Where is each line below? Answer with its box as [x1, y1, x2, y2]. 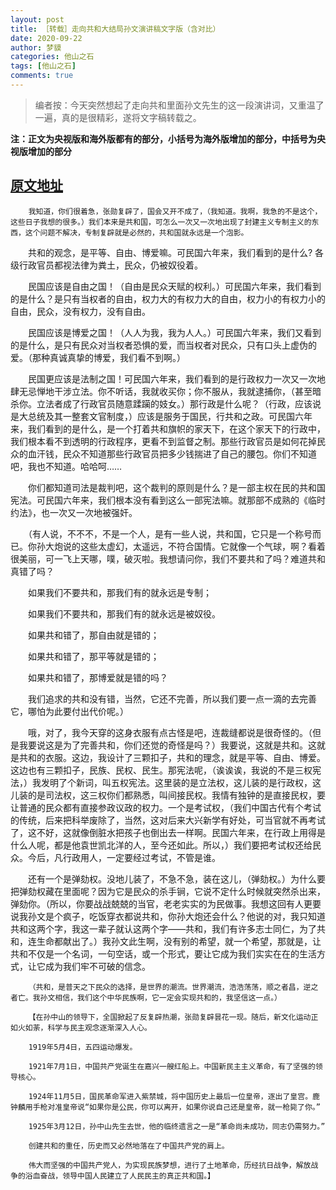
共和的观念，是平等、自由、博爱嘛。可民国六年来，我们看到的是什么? [27, 246, 313, 258]
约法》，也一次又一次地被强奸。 [10, 506, 138, 518]
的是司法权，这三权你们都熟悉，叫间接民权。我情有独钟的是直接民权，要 [27, 789, 326, 801]
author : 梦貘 [10, 42, 62, 53]
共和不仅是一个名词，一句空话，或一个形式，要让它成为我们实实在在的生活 [10, 947, 317, 960]
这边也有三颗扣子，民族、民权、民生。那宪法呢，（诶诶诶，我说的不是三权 [10, 764, 313, 776]
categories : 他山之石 [10, 52, 95, 62]
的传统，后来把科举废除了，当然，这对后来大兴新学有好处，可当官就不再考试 [10, 814, 326, 826]
